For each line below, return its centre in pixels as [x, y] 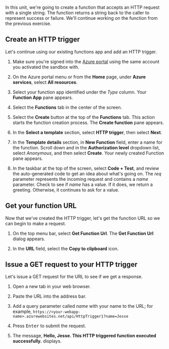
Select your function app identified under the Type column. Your [79, 92]
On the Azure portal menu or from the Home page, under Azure [79, 77]
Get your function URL [41, 206]
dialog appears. [29, 239]
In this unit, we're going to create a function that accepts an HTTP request [82, 7]
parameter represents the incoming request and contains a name [80, 179]
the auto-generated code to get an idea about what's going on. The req [87, 173]
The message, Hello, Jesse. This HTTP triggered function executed [84, 336]
